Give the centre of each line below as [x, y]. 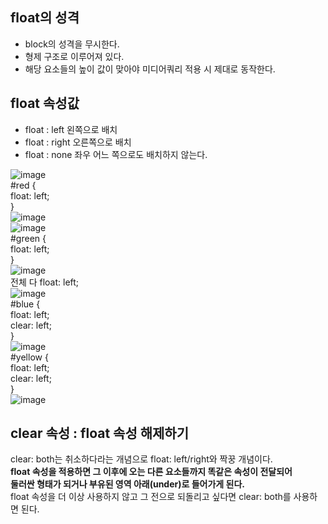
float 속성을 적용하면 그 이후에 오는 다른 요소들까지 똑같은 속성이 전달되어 [151, 472]
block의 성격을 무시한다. [72, 44]
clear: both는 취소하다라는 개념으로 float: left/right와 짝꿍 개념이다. [141, 459]
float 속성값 [45, 103]
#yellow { [29, 357]
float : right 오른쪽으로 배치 [78, 142]
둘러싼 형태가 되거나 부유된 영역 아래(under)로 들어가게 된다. [127, 484]
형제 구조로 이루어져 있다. [74, 56]
